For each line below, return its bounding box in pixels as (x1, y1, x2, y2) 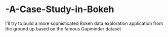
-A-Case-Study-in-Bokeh (5, 4, 114, 15)
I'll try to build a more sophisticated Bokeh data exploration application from (5, 20, 163, 26)
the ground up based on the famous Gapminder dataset (5, 25, 121, 31)
